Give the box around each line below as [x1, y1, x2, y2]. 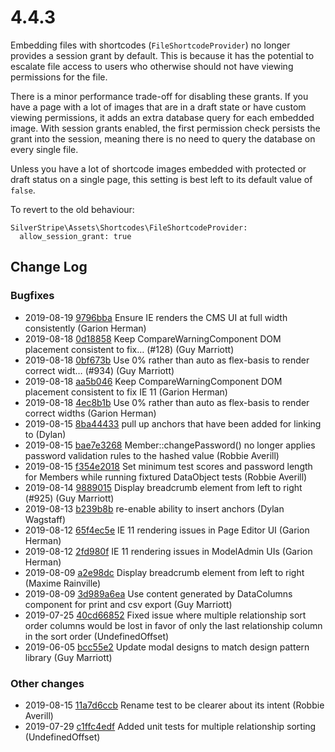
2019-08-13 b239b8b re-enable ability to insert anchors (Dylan [24, 502, 285, 515]
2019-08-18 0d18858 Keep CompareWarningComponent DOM [24, 332, 282, 345]
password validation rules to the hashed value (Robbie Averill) [24, 449, 280, 461]
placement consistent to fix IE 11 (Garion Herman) [24, 386, 228, 398]
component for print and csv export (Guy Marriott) [24, 598, 233, 610]
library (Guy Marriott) [24, 651, 113, 663]
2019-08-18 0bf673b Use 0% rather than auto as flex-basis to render [24, 354, 310, 366]
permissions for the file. [10, 71, 108, 83]
